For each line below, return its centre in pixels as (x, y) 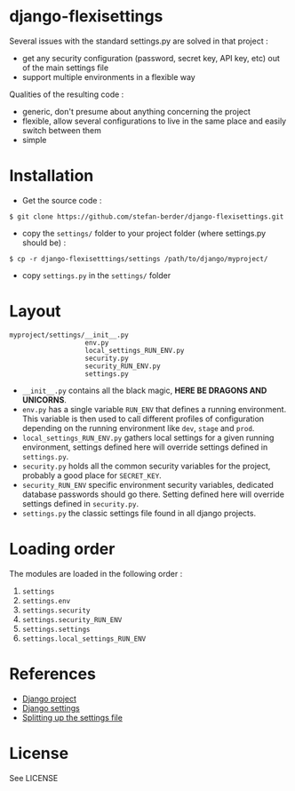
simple (34, 140)
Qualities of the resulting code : (67, 94)
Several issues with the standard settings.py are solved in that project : (139, 41)
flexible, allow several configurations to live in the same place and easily (154, 121)
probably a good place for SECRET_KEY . (92, 475)
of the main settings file (65, 68)
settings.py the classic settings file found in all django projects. (139, 513)
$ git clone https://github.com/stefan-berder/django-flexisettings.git (147, 216)
